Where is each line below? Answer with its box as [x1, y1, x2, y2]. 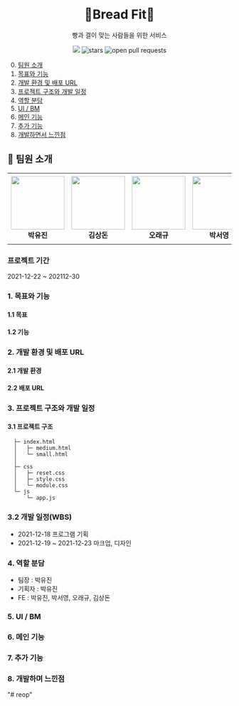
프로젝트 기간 [7, 255, 50, 265]
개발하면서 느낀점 [17, 130, 66, 139]
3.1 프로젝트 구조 [7, 422, 53, 431]
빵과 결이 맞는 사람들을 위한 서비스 [72, 31, 167, 39]
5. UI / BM [7, 611, 41, 621]
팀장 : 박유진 [17, 575, 53, 584]
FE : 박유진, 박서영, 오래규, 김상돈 [17, 593, 110, 601]
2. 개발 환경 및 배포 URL [7, 348, 84, 358]
